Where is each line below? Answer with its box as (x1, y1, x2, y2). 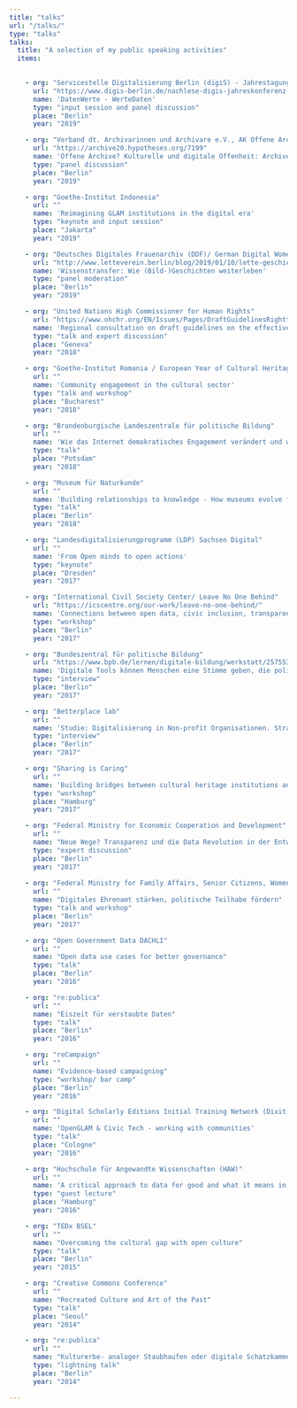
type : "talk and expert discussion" (32, 331, 168, 341)
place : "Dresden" (32, 569, 97, 577)
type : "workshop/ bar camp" (32, 1075, 137, 1084)
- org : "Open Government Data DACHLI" (25, 936, 168, 945)
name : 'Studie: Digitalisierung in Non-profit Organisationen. (32, 723, 271, 732)
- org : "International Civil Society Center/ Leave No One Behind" (25, 592, 278, 602)
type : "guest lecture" (32, 1189, 117, 1198)
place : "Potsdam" (32, 454, 97, 463)
